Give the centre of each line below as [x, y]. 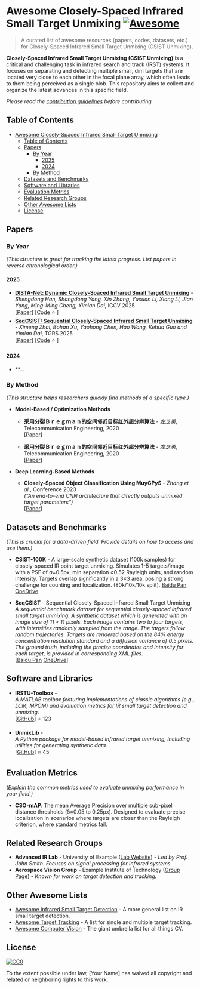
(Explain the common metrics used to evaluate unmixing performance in [95, 787]
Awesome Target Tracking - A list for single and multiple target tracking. [103, 922]
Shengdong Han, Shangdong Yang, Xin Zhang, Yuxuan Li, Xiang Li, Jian [104, 299]
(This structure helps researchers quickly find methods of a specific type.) [98, 398]
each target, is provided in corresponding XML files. [79, 653]
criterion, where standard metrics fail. [61, 824]
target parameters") [48, 502]
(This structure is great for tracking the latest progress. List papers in [91, 259]
